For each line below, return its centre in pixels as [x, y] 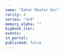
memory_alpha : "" [23, 24]
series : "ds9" [20, 19]
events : [13, 33]
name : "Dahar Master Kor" [32, 10]
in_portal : [17, 38]
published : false [23, 43]
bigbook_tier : [20, 29]
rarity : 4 [16, 15]
